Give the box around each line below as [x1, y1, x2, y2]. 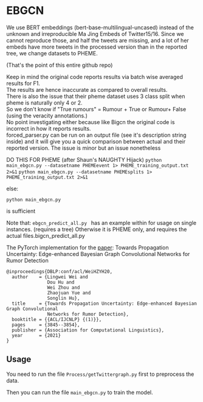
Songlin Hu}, [47, 295, 80, 301]
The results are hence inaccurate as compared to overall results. [6, 86, 168, 93]
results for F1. [6, 80, 41, 87]
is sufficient [6, 207, 35, 215]
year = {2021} [12, 332, 61, 338]
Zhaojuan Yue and [47, 289, 91, 296]
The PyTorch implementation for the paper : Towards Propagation [6, 244, 169, 251]
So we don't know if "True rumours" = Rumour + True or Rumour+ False [6, 105, 187, 113]
